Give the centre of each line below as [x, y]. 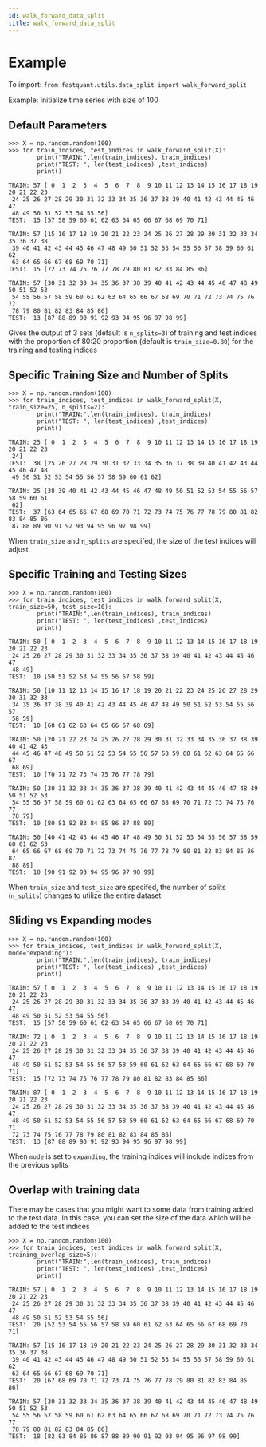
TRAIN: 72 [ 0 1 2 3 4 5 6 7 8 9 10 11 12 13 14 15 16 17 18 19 [133, 1037]
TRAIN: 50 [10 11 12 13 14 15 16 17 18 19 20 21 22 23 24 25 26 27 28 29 [133, 690]
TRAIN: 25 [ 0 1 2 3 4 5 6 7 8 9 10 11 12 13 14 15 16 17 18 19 [133, 443]
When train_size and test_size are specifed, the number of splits [117, 887]
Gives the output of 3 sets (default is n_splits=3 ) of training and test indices [133, 333]
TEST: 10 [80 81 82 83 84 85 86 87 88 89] [82, 823]
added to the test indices [49, 1226]
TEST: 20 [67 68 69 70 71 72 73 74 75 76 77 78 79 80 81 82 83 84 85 [128, 1380]
